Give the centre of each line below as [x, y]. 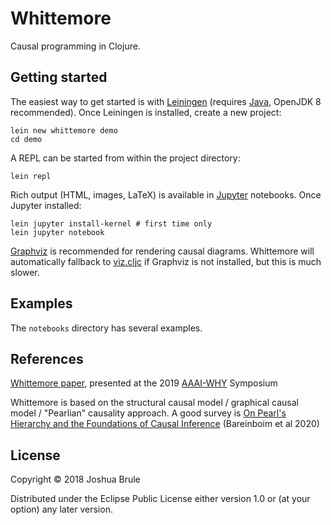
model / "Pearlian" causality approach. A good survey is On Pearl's [148, 413]
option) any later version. [61, 509]
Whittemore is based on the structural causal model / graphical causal [154, 403]
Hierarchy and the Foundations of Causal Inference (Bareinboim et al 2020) [165, 424]
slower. [25, 272]
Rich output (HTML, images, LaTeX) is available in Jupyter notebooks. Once [166, 194]
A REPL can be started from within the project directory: [125, 158]
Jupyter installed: [46, 205]
